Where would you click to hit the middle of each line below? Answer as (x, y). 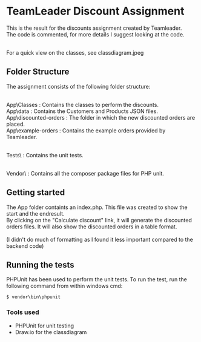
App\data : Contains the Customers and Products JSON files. (82, 111)
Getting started (36, 193)
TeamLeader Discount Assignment (95, 11)
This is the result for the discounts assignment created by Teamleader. (94, 28)
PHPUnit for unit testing (44, 326)
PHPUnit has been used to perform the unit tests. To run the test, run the (97, 279)
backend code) (25, 246)
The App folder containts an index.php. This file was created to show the (97, 207)
